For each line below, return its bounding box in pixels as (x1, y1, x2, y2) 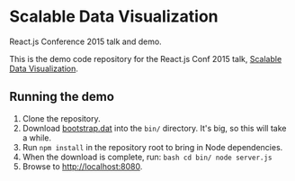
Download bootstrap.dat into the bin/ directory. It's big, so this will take (22, 122, 287, 133)
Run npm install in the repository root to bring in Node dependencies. (22, 141, 283, 152)
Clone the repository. (22, 113, 101, 123)
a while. (22, 132, 52, 143)
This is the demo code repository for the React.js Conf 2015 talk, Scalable (9, 53, 282, 64)
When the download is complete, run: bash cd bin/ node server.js (22, 151, 273, 162)
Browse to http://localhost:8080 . (22, 160, 143, 172)
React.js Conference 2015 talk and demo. (9, 36, 162, 47)
